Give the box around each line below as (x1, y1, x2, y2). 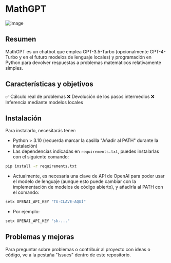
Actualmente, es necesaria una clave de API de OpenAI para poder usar (12, 173, 165, 179)
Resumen (5, 35, 36, 44)
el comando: (12, 189, 40, 195)
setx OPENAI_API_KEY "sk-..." (5, 218, 70, 224)
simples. (5, 65, 23, 71)
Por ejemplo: (12, 209, 40, 215)
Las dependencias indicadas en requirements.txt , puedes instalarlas (12, 148, 159, 154)
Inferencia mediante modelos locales (5, 99, 83, 105)
